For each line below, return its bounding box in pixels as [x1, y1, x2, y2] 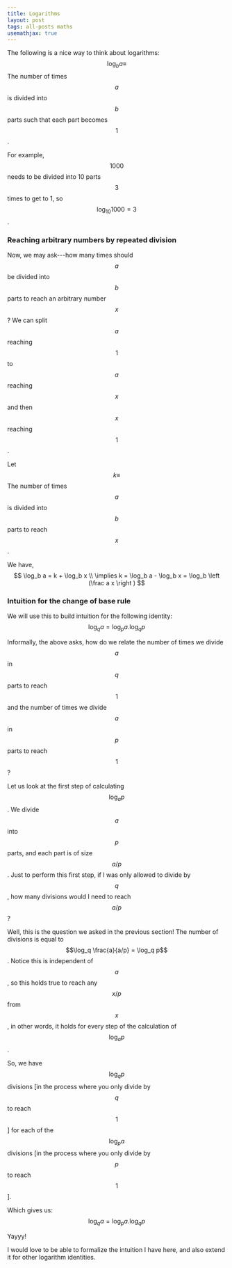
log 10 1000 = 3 [97, 205, 137, 215]
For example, [7, 151, 45, 159]
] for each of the [7, 1125, 54, 1134]
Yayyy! [7, 1233, 26, 1241]
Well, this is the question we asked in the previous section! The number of [7, 928, 219, 936]
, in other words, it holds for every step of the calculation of [7, 1022, 177, 1031]
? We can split [7, 316, 47, 324]
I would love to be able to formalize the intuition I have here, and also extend [7, 1246, 226, 1254]
